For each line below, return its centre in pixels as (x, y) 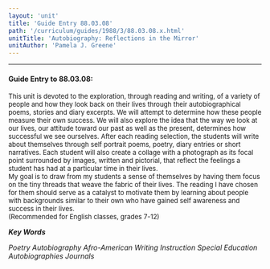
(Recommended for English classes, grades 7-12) (84, 217)
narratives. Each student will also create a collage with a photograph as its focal (131, 153)
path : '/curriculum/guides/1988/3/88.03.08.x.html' (96, 31)
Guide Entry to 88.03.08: (51, 79)
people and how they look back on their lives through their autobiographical (125, 104)
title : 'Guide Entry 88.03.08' (61, 23)
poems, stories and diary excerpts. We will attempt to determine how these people (135, 112)
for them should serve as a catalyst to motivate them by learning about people (129, 193)
